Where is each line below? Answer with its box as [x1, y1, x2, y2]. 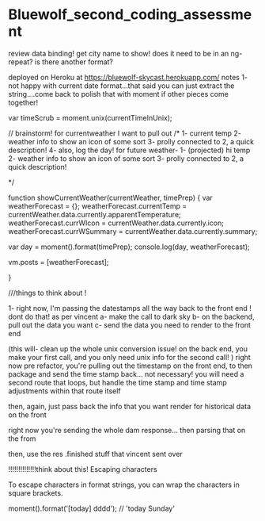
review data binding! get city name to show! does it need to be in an [8, 48, 229, 58]
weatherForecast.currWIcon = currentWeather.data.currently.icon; [8, 218, 224, 228]
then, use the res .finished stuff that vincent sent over [8, 449, 184, 458]
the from [8, 434, 36, 443]
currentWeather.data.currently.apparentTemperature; [8, 209, 182, 219]
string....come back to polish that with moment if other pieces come [8, 89, 229, 98]
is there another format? [34, 57, 113, 67]
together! [8, 98, 38, 107]
